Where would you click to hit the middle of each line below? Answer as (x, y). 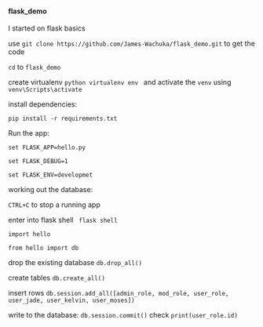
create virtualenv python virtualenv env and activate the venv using (120, 82)
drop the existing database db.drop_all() (75, 263)
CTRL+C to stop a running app (54, 205)
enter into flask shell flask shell (63, 220)
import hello (29, 234)
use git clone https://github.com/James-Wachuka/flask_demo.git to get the (131, 44)
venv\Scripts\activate (45, 90)
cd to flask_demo (35, 67)
